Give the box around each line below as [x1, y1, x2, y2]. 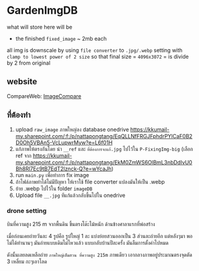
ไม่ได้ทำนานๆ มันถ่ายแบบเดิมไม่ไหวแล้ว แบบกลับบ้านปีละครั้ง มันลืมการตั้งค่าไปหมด [7, 239, 169, 246]
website [7, 77, 38, 87]
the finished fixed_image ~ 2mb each [15, 35, 107, 42]
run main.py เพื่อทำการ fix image [15, 171, 89, 178]
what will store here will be [7, 23, 72, 31]
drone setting [7, 207, 47, 215]
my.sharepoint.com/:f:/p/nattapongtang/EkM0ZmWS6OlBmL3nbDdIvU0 [15, 159, 193, 166]
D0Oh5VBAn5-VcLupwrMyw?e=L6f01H [15, 139, 113, 146]
